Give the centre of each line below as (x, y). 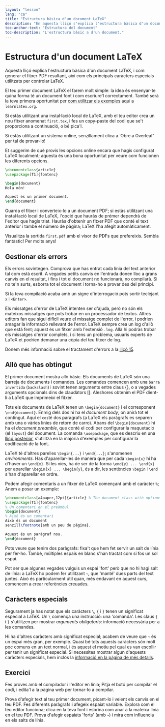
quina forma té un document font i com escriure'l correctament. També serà (82, 95)
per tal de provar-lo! (25, 141)
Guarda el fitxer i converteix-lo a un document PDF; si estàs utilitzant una (79, 211)
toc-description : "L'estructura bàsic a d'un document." (65, 32)
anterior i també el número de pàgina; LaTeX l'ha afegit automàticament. (78, 226)
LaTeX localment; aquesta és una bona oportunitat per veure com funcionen (82, 155)
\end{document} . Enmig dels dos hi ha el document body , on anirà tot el (77, 412)
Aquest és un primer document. (37, 197)
